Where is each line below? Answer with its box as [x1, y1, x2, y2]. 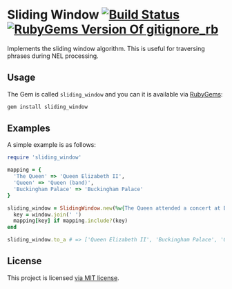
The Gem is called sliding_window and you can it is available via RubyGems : [7, 90, 223, 98]
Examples [7, 123, 50, 134]
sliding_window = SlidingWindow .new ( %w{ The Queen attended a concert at [7, 204, 221, 212]
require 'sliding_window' [7, 154, 81, 161]
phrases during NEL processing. [7, 52, 99, 60]
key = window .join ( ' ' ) [13, 211, 81, 218]
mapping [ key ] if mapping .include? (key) [13, 217, 128, 224]
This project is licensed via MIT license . [7, 273, 119, 282]
